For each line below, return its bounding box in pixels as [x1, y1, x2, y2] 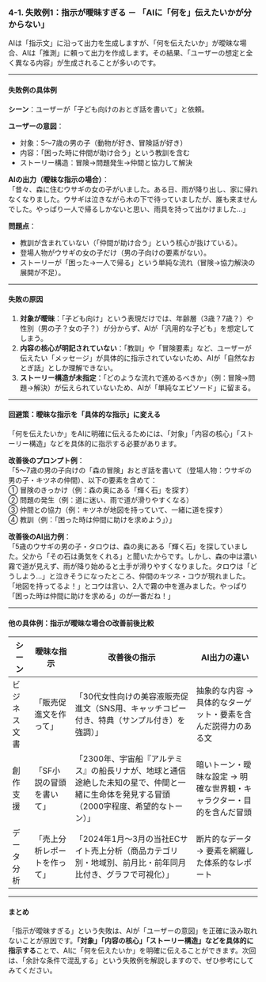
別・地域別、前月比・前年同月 [74, 857, 187, 868]
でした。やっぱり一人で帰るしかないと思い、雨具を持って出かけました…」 [8, 204, 250, 214]
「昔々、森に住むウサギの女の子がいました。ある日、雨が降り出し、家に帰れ [8, 184, 258, 194]
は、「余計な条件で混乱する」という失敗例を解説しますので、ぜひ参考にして [8, 956, 255, 965]
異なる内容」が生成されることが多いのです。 [14, 58, 161, 68]
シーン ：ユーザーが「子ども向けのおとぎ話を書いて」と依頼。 [8, 104, 209, 114]
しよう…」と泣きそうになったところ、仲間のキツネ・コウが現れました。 [14, 571, 250, 581]
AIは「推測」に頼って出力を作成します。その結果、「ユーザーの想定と [21, 48, 247, 58]
